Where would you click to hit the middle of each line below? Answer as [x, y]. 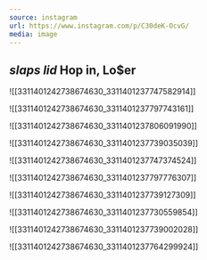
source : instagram [43, 17]
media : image [33, 34]
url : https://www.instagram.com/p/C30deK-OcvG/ [99, 26]
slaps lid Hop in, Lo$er [73, 70]
